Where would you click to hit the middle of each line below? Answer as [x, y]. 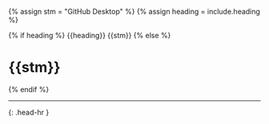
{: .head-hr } [29, 112]
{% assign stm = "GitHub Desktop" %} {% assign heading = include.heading [134, 12]
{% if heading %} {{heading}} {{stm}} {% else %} [90, 35]
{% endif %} [29, 89]
